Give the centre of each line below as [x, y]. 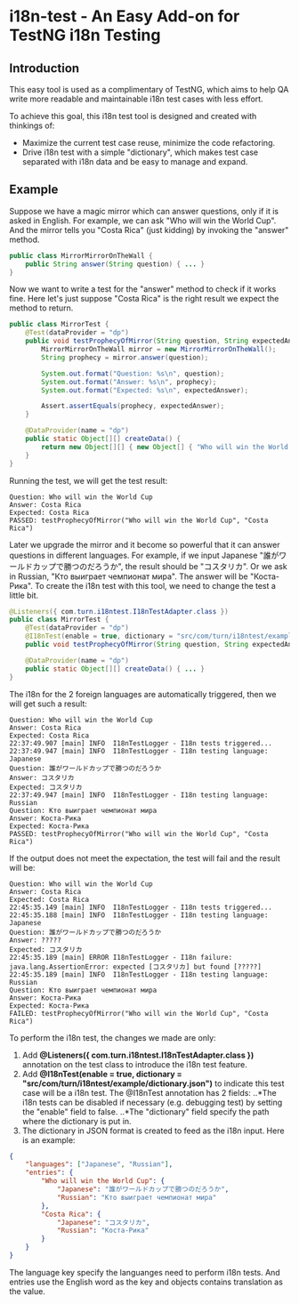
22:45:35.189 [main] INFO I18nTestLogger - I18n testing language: [139, 974]
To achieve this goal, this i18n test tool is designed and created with [133, 116]
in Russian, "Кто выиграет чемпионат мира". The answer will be [129, 576]
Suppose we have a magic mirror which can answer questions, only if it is [144, 211]
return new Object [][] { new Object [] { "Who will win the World [165, 447]
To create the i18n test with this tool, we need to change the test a [155, 585]
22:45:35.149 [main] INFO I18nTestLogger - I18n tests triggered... [141, 907]
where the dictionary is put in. [77, 1121]
